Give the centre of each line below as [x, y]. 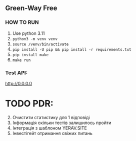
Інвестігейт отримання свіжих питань [52, 133]
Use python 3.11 [28, 33]
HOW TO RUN [22, 22]
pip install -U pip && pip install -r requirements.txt [72, 49]
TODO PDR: [29, 104]
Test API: [16, 73]
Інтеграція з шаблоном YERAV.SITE [50, 128]
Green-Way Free [31, 8]
